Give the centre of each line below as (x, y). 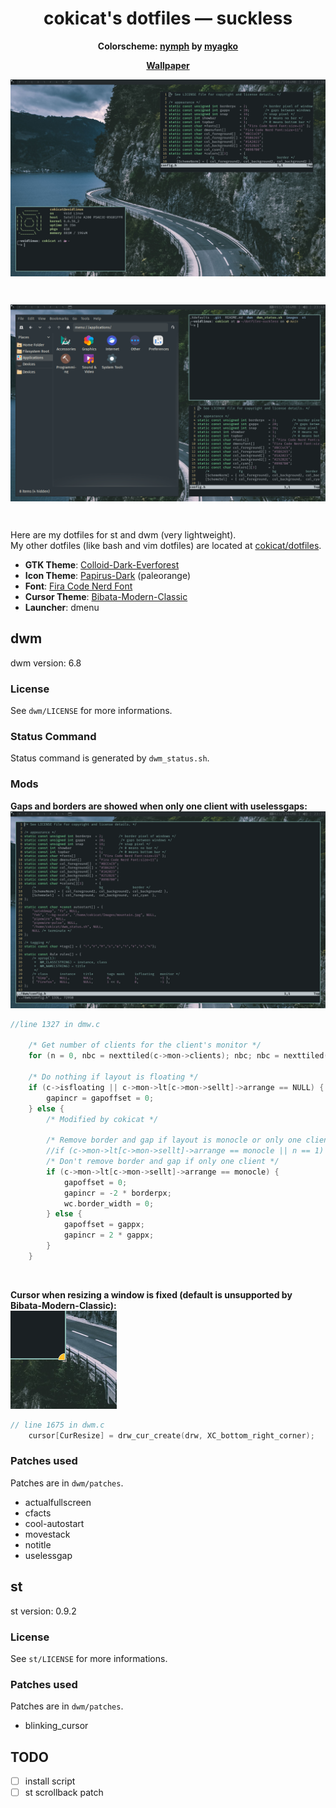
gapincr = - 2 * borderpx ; (117, 1193)
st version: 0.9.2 (43, 1611)
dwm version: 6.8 (46, 663)
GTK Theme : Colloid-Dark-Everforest (102, 564)
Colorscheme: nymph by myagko (168, 46)
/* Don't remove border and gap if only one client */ (163, 1162)
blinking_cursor (56, 1726)
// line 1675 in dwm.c (57, 1425)
